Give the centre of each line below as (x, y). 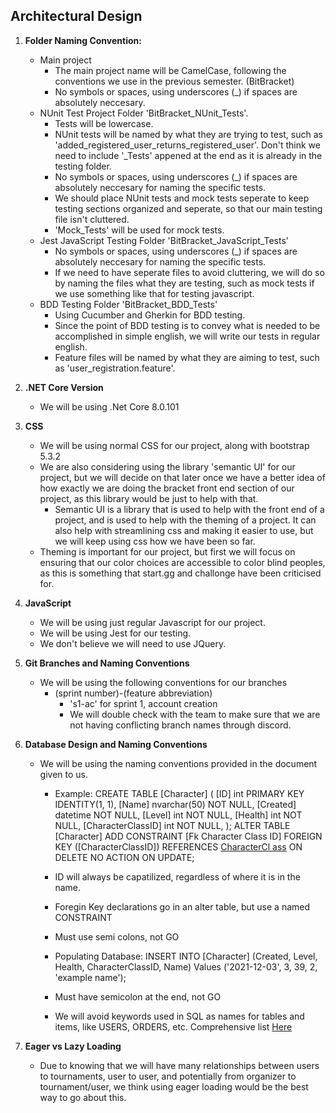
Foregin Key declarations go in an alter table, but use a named (182, 906)
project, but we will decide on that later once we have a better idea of (182, 477)
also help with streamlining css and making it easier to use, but (184, 530)
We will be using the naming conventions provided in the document (178, 763)
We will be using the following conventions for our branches (163, 682)
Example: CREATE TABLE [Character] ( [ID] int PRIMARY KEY (179, 793)
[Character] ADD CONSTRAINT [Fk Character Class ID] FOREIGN (188, 836)
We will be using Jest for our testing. (115, 633)
